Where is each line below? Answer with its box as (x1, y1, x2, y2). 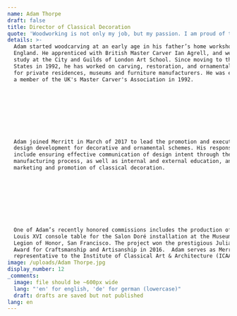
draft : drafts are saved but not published (13, 292, 143, 299)
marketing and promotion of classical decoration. (13, 164, 166, 171)
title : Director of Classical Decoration (7, 23, 131, 30)
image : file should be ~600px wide (13, 279, 119, 286)
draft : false (7, 17, 46, 24)
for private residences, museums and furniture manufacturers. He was (13, 69, 226, 76)
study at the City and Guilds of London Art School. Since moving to (13, 56, 222, 63)
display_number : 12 (7, 266, 65, 273)
